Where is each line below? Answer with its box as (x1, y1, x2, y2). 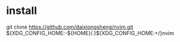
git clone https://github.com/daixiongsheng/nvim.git (6, 23, 134, 30)
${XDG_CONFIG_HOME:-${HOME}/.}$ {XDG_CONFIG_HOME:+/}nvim (6, 29, 174, 36)
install (6, 4, 37, 17)
